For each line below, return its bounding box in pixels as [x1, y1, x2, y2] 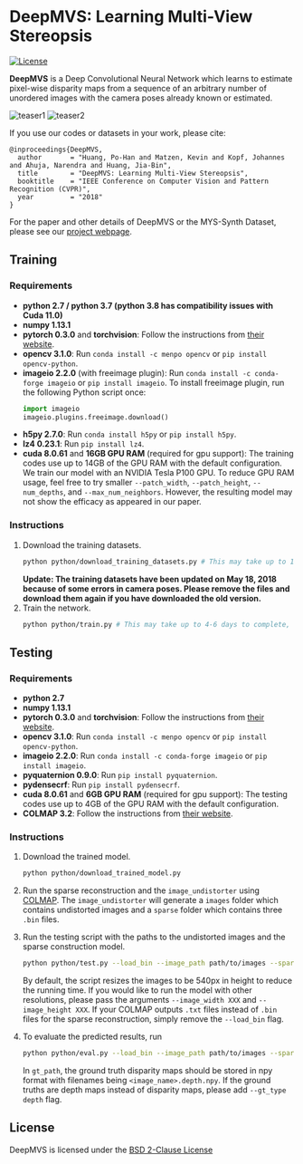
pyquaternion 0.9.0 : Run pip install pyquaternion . [22, 770, 218, 781]
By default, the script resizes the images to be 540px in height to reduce [22, 976, 292, 986]
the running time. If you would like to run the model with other [22, 985, 253, 996]
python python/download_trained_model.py [22, 869, 181, 878]
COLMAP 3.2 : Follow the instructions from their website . [22, 808, 233, 819]
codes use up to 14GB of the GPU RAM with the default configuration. [22, 457, 282, 468]
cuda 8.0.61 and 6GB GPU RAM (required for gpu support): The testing [22, 789, 288, 800]
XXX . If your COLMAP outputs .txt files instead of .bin [75, 1004, 278, 1015]
